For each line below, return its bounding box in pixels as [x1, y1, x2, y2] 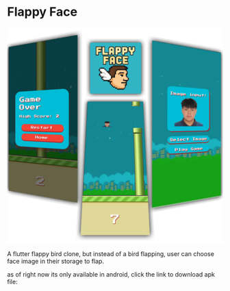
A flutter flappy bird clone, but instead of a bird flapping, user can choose [7, 249, 214, 257]
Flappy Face [7, 4, 77, 20]
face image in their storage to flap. [7, 257, 105, 265]
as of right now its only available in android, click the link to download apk [7, 270, 216, 278]
